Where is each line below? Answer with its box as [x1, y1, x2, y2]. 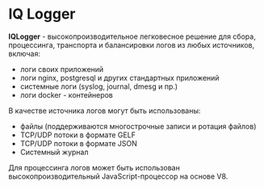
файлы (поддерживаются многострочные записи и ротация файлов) [19, 121, 257, 131]
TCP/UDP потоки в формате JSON [19, 138, 137, 148]
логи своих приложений [19, 64, 104, 73]
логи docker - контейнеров [19, 90, 113, 99]
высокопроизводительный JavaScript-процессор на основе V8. [8, 171, 228, 181]
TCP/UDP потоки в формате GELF [19, 130, 136, 140]
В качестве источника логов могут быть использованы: [8, 106, 201, 115]
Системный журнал [19, 147, 89, 157]
